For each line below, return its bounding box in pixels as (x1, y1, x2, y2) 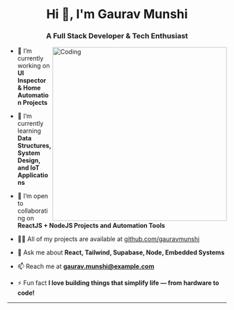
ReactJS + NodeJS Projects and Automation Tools (17, 222, 166, 230)
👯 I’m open (17, 192, 49, 200)
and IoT (17, 163, 40, 172)
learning (17, 127, 42, 135)
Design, (17, 156, 40, 165)
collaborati (17, 206, 48, 215)
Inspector (17, 76, 47, 85)
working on (17, 62, 50, 70)
